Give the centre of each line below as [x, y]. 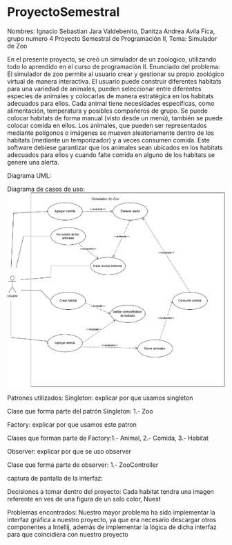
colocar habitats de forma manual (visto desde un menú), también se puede [115, 118]
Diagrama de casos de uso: [46, 189]
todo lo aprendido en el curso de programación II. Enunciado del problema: [114, 66]
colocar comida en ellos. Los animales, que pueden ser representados [107, 125]
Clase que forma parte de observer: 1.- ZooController [83, 465]
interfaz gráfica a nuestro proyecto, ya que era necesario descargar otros [112, 520]
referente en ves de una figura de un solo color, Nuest [84, 499]
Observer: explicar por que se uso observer [69, 452]
